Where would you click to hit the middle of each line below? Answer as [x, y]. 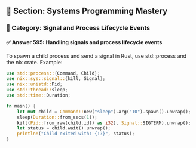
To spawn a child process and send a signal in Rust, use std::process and [97, 56]
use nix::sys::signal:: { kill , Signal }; [56, 79]
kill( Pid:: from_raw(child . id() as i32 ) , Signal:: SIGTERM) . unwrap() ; [104, 123]
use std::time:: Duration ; [38, 95]
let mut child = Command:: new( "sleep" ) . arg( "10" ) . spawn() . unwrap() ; [104, 112]
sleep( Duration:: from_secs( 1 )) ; [57, 117]
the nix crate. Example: [34, 62]
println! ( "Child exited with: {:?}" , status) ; [76, 134]
